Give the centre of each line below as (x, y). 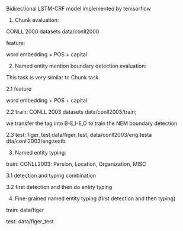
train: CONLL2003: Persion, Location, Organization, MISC (76, 164)
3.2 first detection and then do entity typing (59, 187)
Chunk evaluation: (37, 20)
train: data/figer (25, 210)
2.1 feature (19, 89)
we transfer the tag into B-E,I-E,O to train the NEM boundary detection (92, 123)
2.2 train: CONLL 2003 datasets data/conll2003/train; (71, 112)
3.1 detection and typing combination (51, 175)
